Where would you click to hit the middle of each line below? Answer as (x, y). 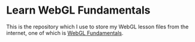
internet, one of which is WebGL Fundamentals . (65, 33)
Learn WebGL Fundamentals (79, 10)
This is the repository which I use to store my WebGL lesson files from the (97, 27)
